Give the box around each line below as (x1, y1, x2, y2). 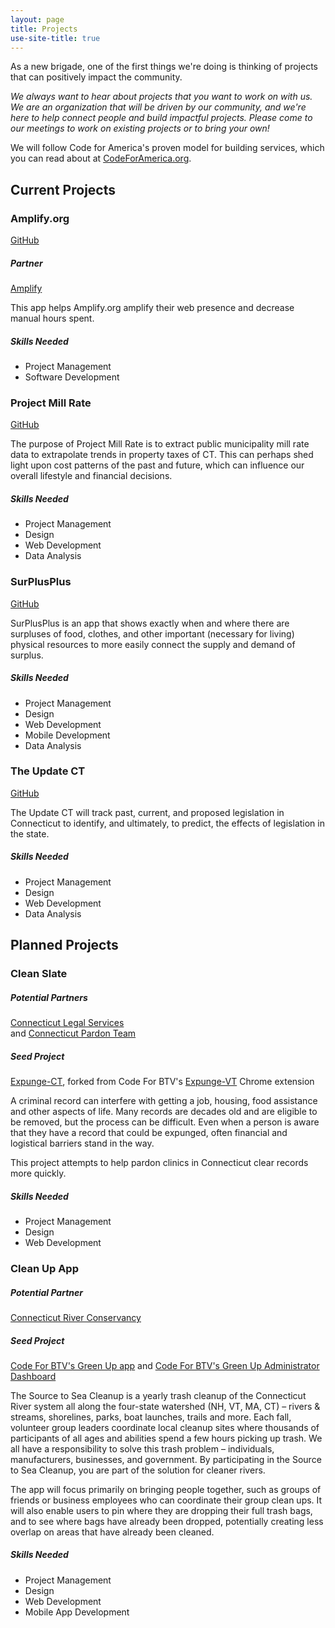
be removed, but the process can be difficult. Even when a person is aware (10, 1116, 320, 1128)
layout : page (10, 14, 65, 25)
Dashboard (10, 1370, 57, 1382)
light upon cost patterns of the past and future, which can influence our (10, 459, 305, 471)
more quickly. (10, 1167, 67, 1180)
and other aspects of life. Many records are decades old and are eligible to (10, 1106, 318, 1118)
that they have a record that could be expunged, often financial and (10, 1127, 288, 1139)
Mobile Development (24, 729, 111, 741)
